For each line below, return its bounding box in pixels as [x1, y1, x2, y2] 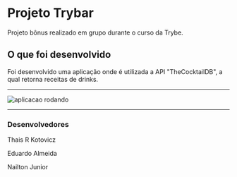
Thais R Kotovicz [7, 135, 56, 144]
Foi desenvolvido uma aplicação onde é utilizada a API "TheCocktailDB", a [7, 67, 223, 75]
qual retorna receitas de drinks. [7, 75, 99, 83]
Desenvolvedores [7, 119, 69, 129]
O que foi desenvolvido [7, 49, 111, 61]
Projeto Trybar [7, 5, 94, 21]
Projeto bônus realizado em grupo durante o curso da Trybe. [7, 28, 183, 37]
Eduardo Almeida [7, 149, 58, 158]
